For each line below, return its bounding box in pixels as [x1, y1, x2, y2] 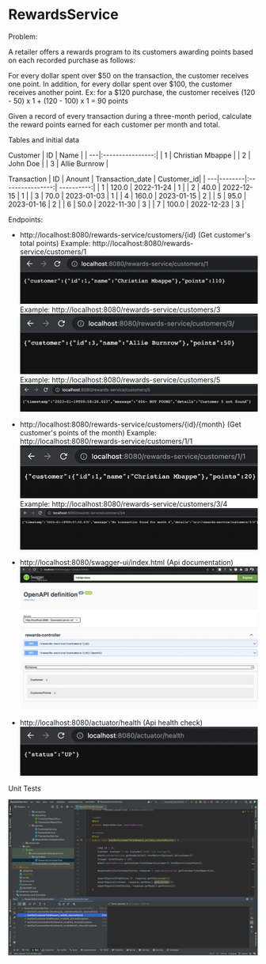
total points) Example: [19, 238, 91, 248]
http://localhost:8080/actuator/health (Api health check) [19, 718, 203, 727]
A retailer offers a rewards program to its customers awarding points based [8, 47, 253, 56]
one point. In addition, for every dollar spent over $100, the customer [8, 79, 233, 89]
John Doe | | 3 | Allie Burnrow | [8, 158, 109, 168]
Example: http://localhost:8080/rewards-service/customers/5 [19, 375, 221, 385]
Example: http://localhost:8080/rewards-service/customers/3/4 [19, 499, 228, 509]
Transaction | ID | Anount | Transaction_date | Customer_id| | [8, 174, 206, 184]
